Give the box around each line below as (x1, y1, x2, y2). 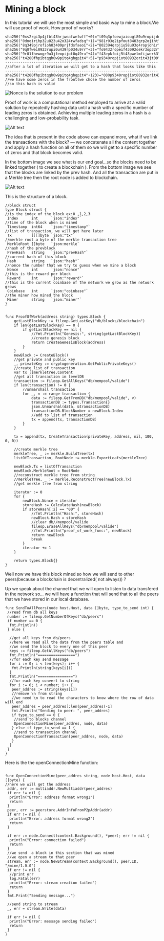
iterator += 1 (22, 545, 51, 550)
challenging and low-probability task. (5, 115, 80, 121)
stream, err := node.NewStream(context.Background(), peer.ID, (7, 859, 139, 864)
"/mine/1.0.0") (5, 863, 36, 868)
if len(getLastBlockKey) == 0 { (14, 323, 80, 328)
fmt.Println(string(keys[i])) (11, 665, 73, 671)
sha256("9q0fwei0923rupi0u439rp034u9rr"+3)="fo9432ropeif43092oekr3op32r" (5, 47, 161, 52)
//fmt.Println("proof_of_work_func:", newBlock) (31, 528, 132, 533)
